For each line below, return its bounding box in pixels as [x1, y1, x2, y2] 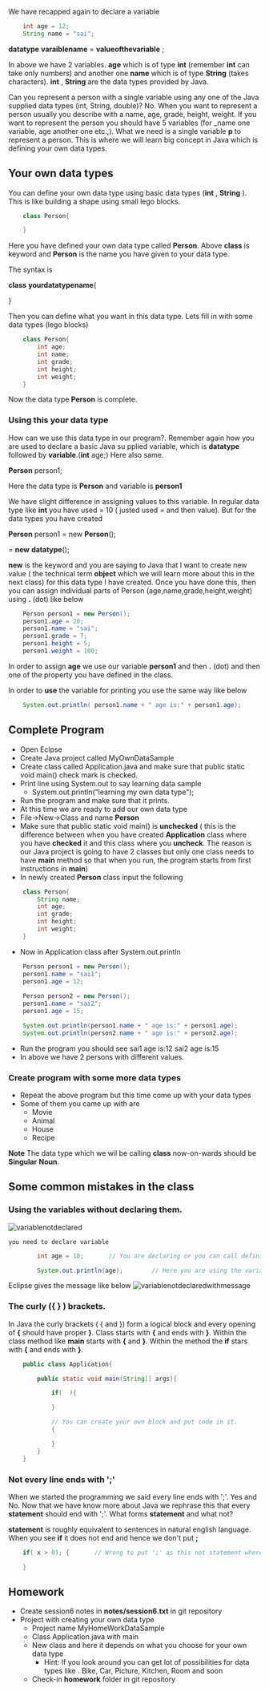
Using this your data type [8, 414, 109, 426]
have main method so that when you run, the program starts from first [19, 855, 251, 865]
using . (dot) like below [8, 594, 84, 604]
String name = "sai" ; [22, 30, 94, 38]
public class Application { [22, 1360, 113, 1368]
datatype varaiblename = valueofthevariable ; [8, 44, 165, 54]
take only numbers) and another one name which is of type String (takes [8, 68, 250, 78]
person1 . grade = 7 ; [22, 632, 88, 640]
